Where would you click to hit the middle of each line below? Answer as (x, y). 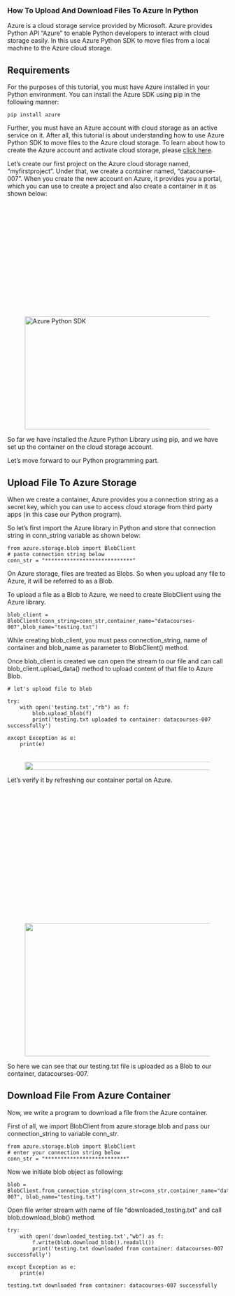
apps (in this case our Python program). (65, 514)
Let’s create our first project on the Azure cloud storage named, (99, 164)
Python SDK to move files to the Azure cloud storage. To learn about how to (116, 143)
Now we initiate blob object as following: (65, 1172)
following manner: (33, 102)
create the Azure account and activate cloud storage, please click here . (110, 150)
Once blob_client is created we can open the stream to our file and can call (115, 661)
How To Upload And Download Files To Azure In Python (103, 11)
